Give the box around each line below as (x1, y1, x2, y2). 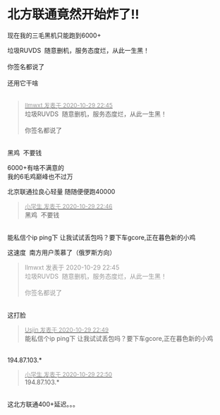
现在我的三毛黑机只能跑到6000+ (7, 31, 102, 40)
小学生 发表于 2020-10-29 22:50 (24, 370, 113, 378)
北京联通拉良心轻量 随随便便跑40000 (7, 187, 116, 196)
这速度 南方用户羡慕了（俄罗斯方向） (7, 248, 116, 256)
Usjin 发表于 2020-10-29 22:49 (24, 325, 109, 334)
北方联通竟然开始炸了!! (7, 6, 140, 23)
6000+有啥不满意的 (7, 163, 65, 172)
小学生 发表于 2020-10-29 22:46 (24, 202, 113, 210)
